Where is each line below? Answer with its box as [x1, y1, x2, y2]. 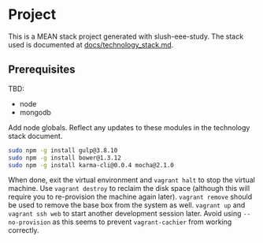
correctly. [8, 226, 39, 235]
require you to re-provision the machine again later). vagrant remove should [8, 192, 253, 202]
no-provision [8, 219, 51, 226]
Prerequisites [8, 63, 76, 77]
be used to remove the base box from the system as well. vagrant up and [8, 200, 246, 210]
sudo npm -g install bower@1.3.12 [8, 154, 122, 162]
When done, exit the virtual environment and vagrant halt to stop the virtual [8, 175, 256, 185]
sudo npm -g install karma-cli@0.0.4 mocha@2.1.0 [8, 161, 175, 169]
